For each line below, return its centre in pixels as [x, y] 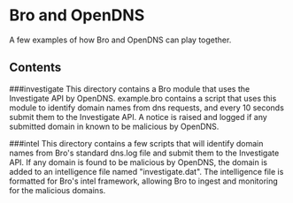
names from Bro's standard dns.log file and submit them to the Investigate [144, 153]
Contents [35, 68]
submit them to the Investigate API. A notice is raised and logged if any [138, 117]
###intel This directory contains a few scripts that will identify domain [136, 143]
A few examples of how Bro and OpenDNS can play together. [120, 40]
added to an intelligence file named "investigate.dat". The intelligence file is [146, 171]
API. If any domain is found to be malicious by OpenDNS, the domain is [139, 162]
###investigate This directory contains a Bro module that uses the [130, 88]
